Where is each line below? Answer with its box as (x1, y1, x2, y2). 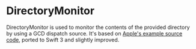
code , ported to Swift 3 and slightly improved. (6, 36, 120, 43)
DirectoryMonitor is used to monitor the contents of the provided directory (6, 24, 191, 31)
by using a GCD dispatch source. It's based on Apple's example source (6, 30, 183, 37)
